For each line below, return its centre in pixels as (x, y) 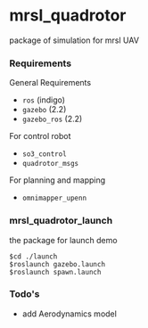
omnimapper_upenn (54, 198)
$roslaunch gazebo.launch (57, 264)
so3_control (44, 154)
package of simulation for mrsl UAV (74, 40)
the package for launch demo (63, 240)
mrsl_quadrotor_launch (61, 221)
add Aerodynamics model (70, 314)
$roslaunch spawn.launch (55, 272)
